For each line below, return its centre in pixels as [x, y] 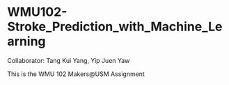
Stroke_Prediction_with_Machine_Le [115, 27]
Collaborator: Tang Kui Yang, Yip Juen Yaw [69, 60]
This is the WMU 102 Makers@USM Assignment [76, 74]
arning [27, 41]
